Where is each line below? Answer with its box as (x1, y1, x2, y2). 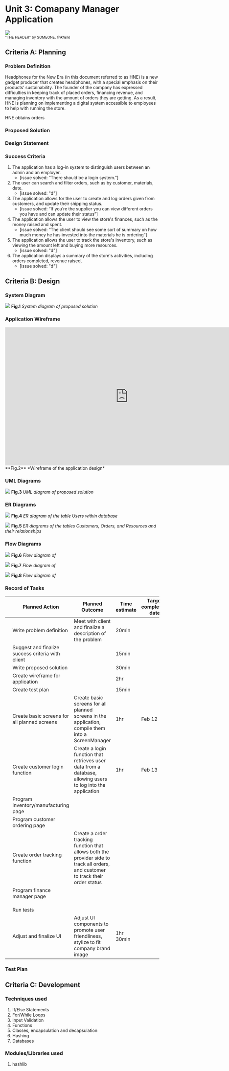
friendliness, (74, 933, 103, 939)
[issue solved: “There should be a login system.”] (19, 175, 119, 181)
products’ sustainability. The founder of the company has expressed (5, 84, 143, 90)
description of (74, 630, 106, 637)
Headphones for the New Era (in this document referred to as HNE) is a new (5, 74, 158, 80)
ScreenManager (74, 737, 111, 744)
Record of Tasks (5, 585, 45, 592)
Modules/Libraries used (5, 1050, 63, 1057)
